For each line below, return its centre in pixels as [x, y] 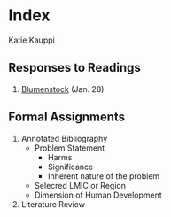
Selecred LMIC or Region [80, 185]
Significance [70, 167]
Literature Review [53, 204]
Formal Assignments [67, 117]
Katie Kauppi [31, 40]
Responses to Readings [74, 68]
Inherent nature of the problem [104, 176]
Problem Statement [70, 148]
